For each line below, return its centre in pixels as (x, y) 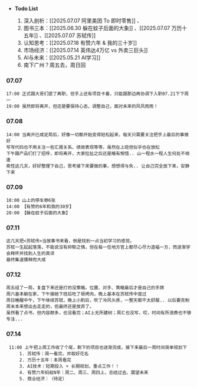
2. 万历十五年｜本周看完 (45, 360)
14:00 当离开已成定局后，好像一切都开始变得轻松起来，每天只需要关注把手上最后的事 (95, 135)
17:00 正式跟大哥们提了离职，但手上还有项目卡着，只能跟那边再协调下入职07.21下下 (95, 94)
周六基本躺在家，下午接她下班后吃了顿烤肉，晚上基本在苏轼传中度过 (76, 294)
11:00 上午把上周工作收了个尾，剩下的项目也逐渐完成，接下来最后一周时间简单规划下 (98, 347)
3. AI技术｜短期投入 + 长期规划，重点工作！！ (69, 366)
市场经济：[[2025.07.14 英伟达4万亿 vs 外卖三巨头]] (86, 50)
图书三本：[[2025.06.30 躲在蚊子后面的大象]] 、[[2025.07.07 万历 (103, 28)
